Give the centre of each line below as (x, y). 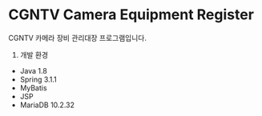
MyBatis (33, 88)
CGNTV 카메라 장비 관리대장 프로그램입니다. (77, 38)
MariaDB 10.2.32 (47, 105)
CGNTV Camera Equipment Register (131, 15)
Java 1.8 (34, 70)
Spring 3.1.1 (38, 79)
